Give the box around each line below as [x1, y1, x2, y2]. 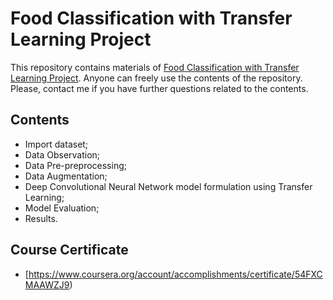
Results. [24, 212, 58, 224]
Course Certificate [10, 242, 129, 259]
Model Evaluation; [24, 202, 100, 214]
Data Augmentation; [24, 170, 108, 182]
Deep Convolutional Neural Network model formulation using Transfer [24, 180, 313, 192]
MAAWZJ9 [24, 278, 70, 291]
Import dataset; [24, 138, 89, 150]
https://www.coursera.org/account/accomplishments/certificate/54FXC [28, 268, 323, 280]
